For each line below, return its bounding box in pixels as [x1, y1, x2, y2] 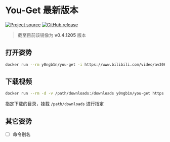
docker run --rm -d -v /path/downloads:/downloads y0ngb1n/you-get [5, 91, 151, 96]
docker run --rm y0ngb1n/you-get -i [5, 62, 82, 67]
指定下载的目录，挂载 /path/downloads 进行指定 [5, 101, 104, 107]
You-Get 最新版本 [5, 5, 78, 16]
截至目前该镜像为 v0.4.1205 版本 [17, 32, 87, 38]
